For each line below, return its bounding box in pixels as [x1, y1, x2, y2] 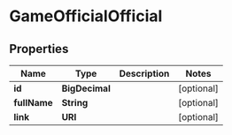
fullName [13, 97, 53, 109]
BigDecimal [61, 82, 111, 94]
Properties [9, 41, 69, 56]
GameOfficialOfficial [9, 6, 163, 26]
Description [119, 68, 170, 79]
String [61, 97, 89, 109]
